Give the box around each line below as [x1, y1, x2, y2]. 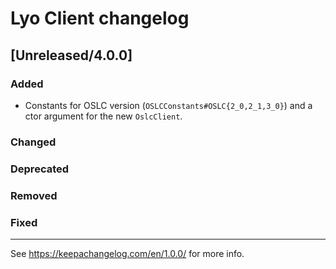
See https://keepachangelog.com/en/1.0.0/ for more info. [10, 247, 245, 259]
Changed [10, 135, 57, 149]
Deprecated [10, 162, 70, 176]
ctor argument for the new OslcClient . [24, 110, 183, 122]
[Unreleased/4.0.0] [10, 47, 133, 64]
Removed [10, 188, 58, 202]
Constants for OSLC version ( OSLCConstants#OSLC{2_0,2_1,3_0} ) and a [24, 99, 313, 111]
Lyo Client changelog [10, 7, 190, 30]
